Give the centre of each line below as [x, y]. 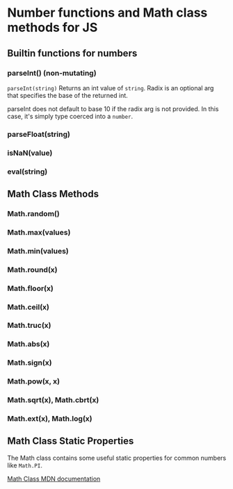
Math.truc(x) [29, 326]
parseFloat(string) [39, 134]
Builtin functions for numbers [72, 53]
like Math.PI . [25, 465]
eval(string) [27, 172]
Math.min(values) [38, 251]
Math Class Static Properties [71, 441]
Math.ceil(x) [29, 307]
